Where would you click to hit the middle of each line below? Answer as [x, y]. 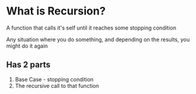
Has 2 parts [28, 65]
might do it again [27, 46]
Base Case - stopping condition [54, 79]
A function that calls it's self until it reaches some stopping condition [91, 28]
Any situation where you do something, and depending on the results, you [98, 39]
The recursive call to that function [57, 86]
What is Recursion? [56, 11]
